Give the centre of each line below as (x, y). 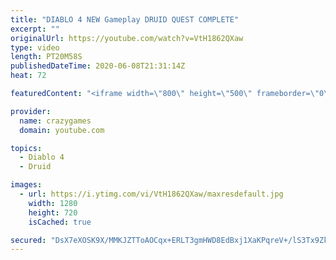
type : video (35, 47)
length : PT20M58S (46, 57)
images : (26, 185)
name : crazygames (55, 121)
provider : (31, 111)
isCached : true (60, 222)
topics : (26, 148)
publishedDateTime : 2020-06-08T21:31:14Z (98, 66)
